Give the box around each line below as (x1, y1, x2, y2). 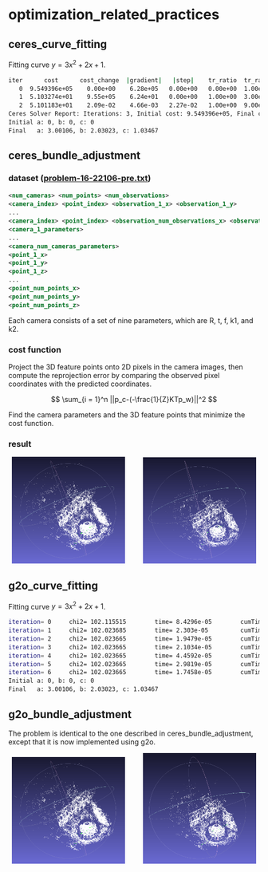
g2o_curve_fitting (8, 579, 98, 593)
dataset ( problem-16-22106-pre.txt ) (8, 173, 152, 184)
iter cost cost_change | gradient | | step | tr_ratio (8, 76, 238, 85)
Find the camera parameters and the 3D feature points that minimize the (8, 410, 246, 420)
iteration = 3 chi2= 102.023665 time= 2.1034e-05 (8, 643, 213, 651)
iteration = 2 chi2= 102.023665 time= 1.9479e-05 (8, 634, 213, 643)
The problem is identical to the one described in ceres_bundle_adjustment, (8, 728, 254, 738)
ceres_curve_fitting (8, 37, 108, 51)
